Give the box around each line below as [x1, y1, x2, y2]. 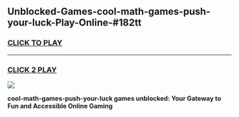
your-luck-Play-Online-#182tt [7, 17, 142, 29]
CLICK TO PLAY [7, 38, 63, 48]
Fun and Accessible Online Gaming [7, 101, 113, 110]
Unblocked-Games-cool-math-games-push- [7, 6, 211, 18]
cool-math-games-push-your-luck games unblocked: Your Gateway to [7, 94, 222, 102]
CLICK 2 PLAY [7, 65, 57, 74]
